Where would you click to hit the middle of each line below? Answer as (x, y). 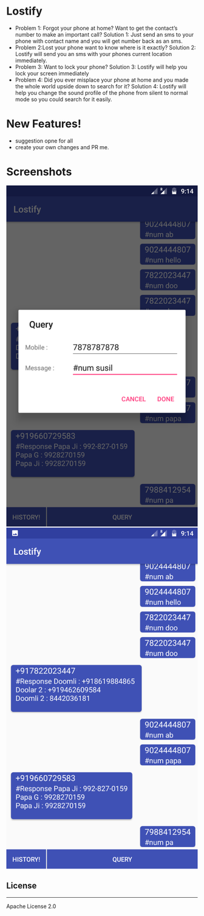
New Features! (44, 124)
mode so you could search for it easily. (63, 99)
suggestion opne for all (44, 141)
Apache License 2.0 (31, 906)
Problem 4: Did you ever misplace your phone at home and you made (102, 80)
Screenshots (39, 172)
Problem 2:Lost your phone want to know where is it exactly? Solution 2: (105, 48)
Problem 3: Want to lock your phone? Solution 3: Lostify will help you (101, 67)
